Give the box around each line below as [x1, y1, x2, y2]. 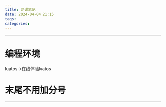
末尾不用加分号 [5, 85, 66, 96]
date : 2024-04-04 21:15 [5, 12, 54, 17]
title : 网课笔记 [5, 7, 36, 12]
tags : [5, 16, 16, 21]
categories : [5, 21, 30, 26]
